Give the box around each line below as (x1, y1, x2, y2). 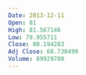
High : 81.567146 (8, 26, 61, 34)
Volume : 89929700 (8, 55, 65, 63)
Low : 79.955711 (8, 33, 58, 41)
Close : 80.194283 (8, 41, 65, 48)
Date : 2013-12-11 (8, 11, 65, 20)
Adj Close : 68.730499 (8, 48, 79, 55)
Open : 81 (8, 19, 37, 27)
